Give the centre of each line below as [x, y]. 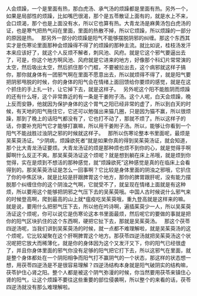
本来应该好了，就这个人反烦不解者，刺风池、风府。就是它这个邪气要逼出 [93, 52]
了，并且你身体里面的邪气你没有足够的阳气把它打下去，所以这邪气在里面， [96, 250]
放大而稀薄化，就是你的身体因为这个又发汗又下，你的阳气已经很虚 [106, 243]
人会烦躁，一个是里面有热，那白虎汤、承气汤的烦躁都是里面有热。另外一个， [98, 8]
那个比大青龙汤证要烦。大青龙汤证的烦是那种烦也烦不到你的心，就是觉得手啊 [98, 148]
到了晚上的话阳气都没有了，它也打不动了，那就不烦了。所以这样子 [101, 118]
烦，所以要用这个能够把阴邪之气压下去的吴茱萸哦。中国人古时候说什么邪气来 [98, 192]
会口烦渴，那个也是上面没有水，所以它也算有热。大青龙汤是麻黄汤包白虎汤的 [98, 23]
